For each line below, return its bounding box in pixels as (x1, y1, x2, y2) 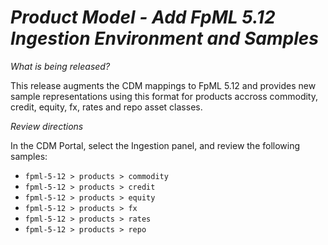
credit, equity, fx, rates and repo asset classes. (10, 101, 203, 113)
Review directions (10, 120, 84, 132)
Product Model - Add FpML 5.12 (10, 6, 276, 29)
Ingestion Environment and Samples (10, 27, 319, 50)
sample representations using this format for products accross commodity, (10, 90, 318, 102)
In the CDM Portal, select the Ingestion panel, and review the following (10, 139, 301, 151)
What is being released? (10, 60, 111, 72)
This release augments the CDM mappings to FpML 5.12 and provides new (10, 79, 317, 91)
